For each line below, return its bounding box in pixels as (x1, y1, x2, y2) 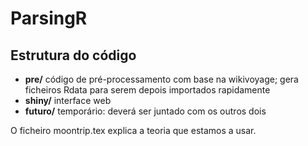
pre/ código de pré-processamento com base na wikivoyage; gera (24, 73, 299, 85)
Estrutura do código (10, 47, 137, 64)
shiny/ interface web (24, 95, 112, 106)
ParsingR (10, 7, 88, 30)
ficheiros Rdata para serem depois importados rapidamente (24, 84, 271, 96)
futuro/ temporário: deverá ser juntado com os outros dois (24, 105, 267, 117)
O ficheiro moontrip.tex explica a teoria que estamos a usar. (10, 125, 257, 136)
